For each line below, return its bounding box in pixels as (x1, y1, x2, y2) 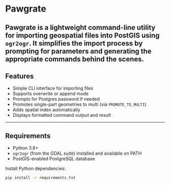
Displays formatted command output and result (12, 112, 111, 118)
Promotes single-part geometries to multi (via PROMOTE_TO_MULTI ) (12, 102, 147, 108)
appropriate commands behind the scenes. (5, 55, 144, 63)
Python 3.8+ (12, 145, 39, 151)
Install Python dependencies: (5, 165, 66, 172)
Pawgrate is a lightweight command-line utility (5, 23, 156, 32)
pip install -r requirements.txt (5, 175, 76, 180)
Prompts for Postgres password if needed (12, 96, 100, 102)
